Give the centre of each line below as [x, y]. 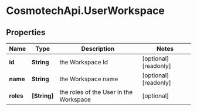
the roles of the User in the [96, 92]
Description [98, 49]
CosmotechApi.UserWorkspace [86, 11]
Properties [26, 32]
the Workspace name [89, 79]
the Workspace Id [84, 62]
